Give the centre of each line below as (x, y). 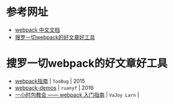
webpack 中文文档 (37, 30)
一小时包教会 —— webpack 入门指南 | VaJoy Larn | (77, 94)
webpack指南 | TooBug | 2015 (50, 81)
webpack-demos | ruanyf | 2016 (54, 87)
